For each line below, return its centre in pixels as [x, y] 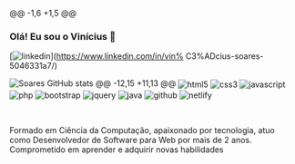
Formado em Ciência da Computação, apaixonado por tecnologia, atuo [142, 130]
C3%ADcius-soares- [224, 56]
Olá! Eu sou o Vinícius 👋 [63, 36]
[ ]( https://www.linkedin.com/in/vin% [97, 56]
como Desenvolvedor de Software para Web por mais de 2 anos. [131, 140]
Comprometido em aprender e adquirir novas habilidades [117, 150]
